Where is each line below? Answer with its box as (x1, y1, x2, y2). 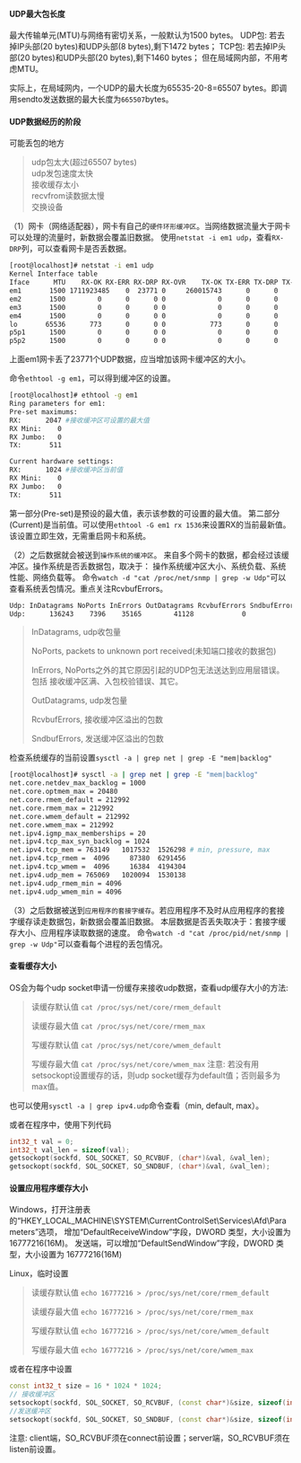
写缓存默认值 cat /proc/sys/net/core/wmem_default (30, 1039, 222, 1050)
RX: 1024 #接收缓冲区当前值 (9, 465, 124, 475)
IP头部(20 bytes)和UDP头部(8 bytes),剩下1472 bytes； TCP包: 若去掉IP (16, 41, 279, 52)
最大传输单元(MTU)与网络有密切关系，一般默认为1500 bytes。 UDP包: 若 (9, 30, 278, 40)
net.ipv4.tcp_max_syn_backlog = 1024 (9, 837, 150, 846)
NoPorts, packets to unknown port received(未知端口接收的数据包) (30, 646, 277, 657)
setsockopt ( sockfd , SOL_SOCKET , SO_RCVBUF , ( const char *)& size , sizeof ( (9, 1398, 287, 1407)
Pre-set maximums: (9, 407, 78, 417)
